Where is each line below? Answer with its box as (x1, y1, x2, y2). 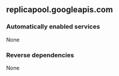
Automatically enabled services (6, 23, 100, 31)
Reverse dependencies (6, 50, 74, 59)
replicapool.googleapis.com (6, 5, 113, 15)
